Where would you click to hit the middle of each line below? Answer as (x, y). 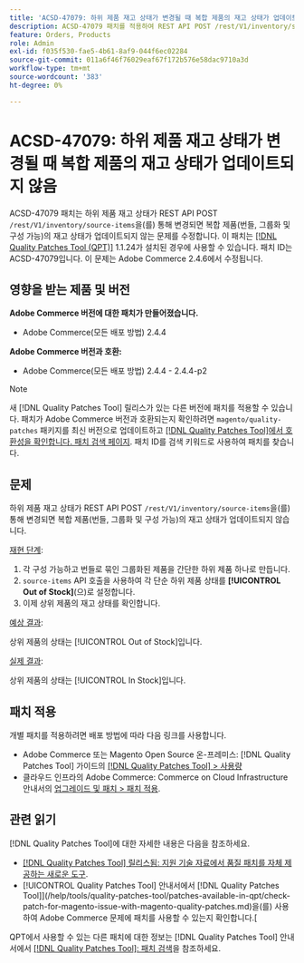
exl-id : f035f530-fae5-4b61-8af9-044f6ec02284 (99, 52)
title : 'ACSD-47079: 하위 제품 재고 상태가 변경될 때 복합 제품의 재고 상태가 (139, 18)
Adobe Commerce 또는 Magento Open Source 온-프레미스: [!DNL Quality (157, 754)
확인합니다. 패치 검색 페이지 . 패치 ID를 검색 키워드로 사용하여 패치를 (152, 442)
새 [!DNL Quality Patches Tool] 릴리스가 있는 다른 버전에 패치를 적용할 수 (139, 408)
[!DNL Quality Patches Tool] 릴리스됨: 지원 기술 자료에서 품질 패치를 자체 (152, 862)
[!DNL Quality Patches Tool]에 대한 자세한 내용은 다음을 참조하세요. (130, 843)
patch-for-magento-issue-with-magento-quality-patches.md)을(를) (147, 906)
